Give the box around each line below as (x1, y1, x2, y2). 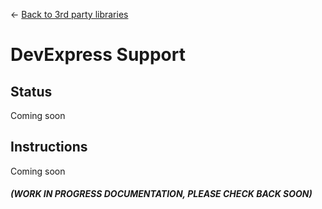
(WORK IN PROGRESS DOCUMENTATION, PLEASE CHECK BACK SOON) (10, 188, 313, 200)
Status (10, 83, 53, 100)
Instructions (10, 139, 88, 156)
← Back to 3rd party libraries (10, 9, 129, 20)
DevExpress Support (10, 44, 186, 66)
